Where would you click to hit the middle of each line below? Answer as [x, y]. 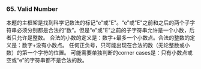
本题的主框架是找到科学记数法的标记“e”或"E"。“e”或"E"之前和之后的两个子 [98, 23]
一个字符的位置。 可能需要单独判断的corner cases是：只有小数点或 [110, 53]
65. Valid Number [32, 9]
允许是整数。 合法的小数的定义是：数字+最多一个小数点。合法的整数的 [103, 38]
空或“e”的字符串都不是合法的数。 [47, 60]
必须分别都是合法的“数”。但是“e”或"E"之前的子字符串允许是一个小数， [103, 30]
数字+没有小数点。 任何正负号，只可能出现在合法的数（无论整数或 [103, 45]
